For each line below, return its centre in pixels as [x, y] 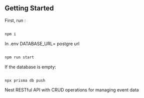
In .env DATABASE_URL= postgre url [42, 43]
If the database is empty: [30, 67]
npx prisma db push [25, 80]
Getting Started [29, 8]
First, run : [15, 20]
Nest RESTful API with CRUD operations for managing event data [72, 90]
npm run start [20, 57]
